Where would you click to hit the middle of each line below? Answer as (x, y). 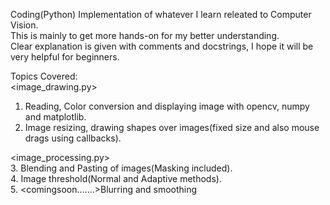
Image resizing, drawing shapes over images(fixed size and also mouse (172, 127)
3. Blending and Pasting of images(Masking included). (121, 168)
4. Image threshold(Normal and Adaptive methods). (116, 178)
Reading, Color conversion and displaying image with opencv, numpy (167, 106)
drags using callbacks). (73, 138)
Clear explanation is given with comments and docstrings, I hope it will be (162, 46)
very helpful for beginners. (65, 57)
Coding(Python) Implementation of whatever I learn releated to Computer (161, 14)
